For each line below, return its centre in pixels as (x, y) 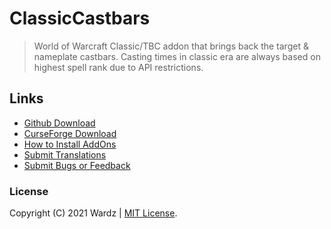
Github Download (59, 123)
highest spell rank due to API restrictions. (118, 67)
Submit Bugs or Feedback (77, 165)
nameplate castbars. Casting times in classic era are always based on (177, 56)
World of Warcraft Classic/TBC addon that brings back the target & (171, 46)
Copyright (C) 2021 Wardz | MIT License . (93, 213)
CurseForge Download (70, 133)
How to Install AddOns (70, 144)
